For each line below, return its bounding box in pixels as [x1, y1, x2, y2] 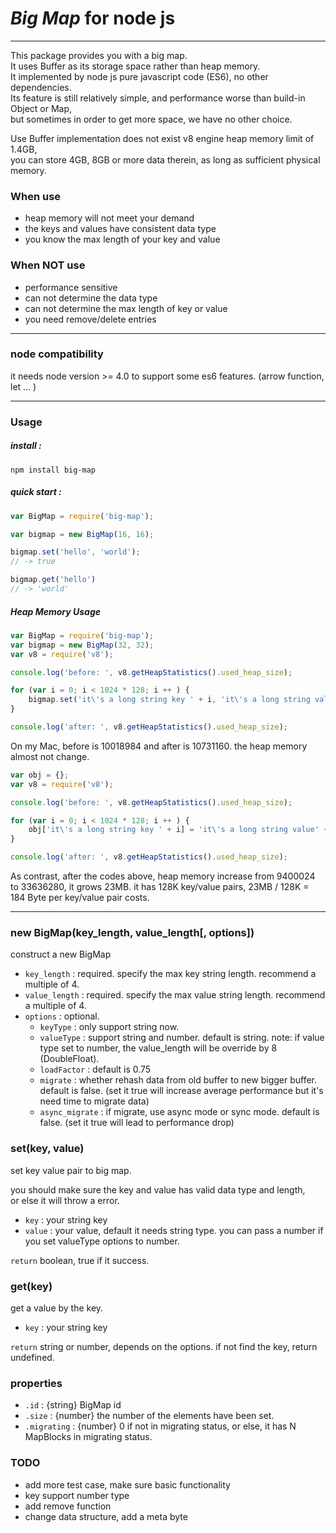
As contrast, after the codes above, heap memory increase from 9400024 [10, 870, 316, 882]
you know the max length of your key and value [24, 233, 221, 246]
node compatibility [10, 347, 104, 361]
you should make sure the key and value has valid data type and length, [10, 1183, 306, 1196]
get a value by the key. [10, 1302, 104, 1314]
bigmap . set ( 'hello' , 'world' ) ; [10, 547, 141, 557]
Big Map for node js [10, 7, 176, 30]
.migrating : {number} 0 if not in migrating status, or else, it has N [24, 1420, 297, 1432]
